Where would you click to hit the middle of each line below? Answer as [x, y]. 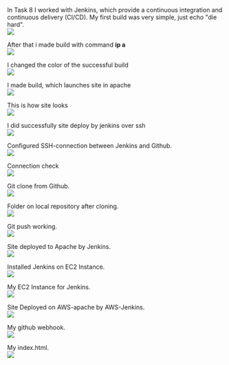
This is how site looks [38, 105]
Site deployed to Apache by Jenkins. [59, 246]
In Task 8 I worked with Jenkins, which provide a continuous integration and [115, 10]
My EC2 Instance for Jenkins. [49, 287]
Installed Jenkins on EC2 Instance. [56, 267]
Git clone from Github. [39, 186]
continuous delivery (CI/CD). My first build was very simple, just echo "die [112, 17]
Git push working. [32, 226]
